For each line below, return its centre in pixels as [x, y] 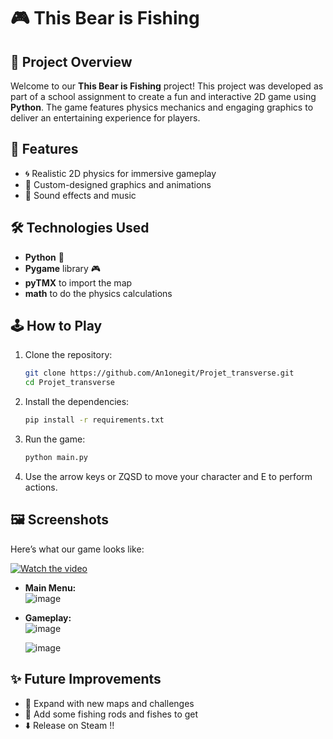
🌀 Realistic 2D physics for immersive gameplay [120, 173]
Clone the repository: [68, 355]
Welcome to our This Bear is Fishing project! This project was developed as [167, 86]
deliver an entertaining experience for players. [105, 118]
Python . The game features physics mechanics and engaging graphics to [162, 107]
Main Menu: [50, 587]
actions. [41, 487]
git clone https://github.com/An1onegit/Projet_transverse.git [159, 373]
